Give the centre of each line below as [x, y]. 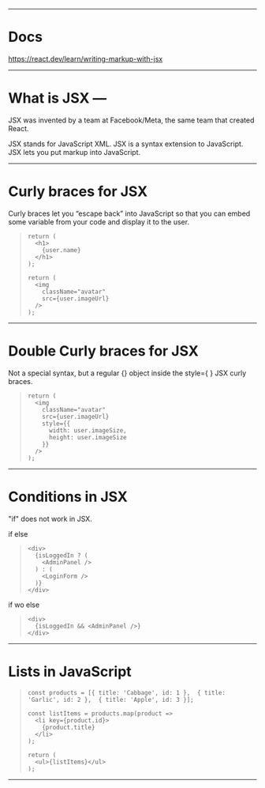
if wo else [24, 605]
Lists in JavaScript [70, 671]
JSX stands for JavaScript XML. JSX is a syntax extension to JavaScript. [126, 144]
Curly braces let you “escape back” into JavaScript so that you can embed [129, 213]
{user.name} [62, 250]
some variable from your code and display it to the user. [99, 221]
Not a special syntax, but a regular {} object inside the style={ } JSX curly [127, 373]
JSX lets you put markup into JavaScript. [75, 152]
